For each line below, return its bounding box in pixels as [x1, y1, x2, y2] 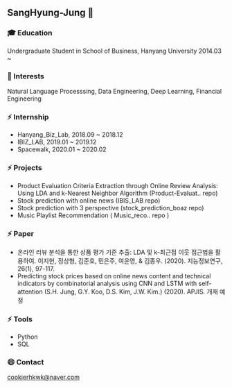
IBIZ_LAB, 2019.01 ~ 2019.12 [17, 138, 97, 146]
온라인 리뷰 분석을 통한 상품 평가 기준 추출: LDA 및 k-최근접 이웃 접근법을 [17, 248, 214, 256]
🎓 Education [7, 28, 53, 38]
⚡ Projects [7, 163, 43, 173]
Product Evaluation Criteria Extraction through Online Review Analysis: [17, 181, 218, 189]
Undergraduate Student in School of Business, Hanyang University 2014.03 [7, 47, 222, 55]
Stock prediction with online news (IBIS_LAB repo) [17, 196, 161, 205]
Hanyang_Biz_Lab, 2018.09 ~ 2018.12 [17, 130, 123, 139]
